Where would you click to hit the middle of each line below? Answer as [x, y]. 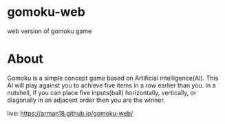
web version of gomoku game [50, 31]
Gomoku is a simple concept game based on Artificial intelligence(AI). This [113, 78]
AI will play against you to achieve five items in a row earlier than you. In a [111, 85]
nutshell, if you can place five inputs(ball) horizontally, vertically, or [102, 92]
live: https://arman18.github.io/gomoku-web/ [70, 113]
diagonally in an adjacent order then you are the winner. [86, 100]
